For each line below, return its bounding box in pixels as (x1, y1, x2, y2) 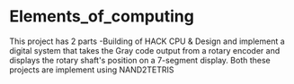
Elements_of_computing (9, 6, 195, 27)
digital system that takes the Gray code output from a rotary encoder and (9, 45, 281, 55)
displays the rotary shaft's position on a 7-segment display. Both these (9, 55, 272, 65)
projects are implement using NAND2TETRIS (9, 64, 174, 75)
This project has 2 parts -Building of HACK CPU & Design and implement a (9, 36, 285, 46)
